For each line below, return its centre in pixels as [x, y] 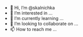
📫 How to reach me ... [33, 29]
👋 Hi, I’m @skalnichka [32, 8]
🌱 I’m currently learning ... [37, 18]
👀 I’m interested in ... [31, 13]
